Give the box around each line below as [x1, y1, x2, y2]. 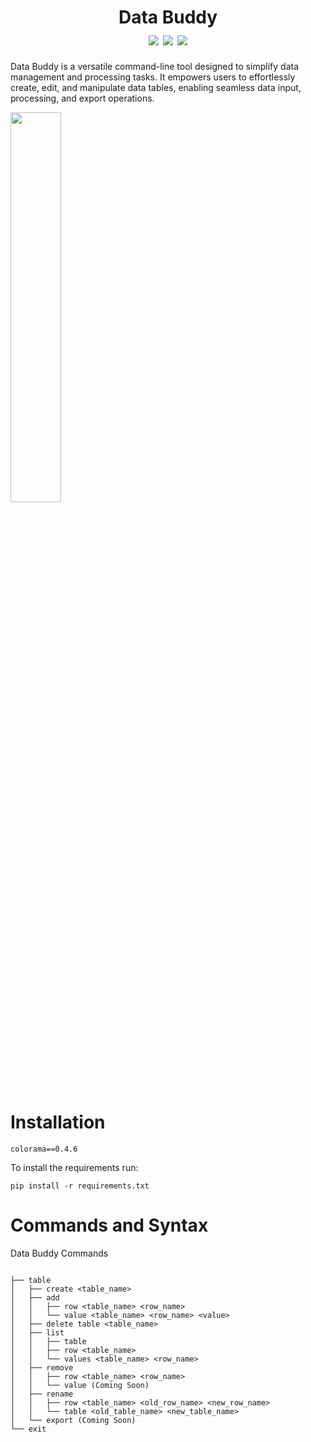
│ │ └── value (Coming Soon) [10, 1380, 150, 1390]
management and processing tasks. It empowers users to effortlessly [10, 71, 296, 83]
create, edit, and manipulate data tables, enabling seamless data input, [10, 81, 302, 93]
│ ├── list [10, 1327, 65, 1338]
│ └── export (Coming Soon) [10, 1415, 137, 1425]
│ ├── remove [10, 1362, 74, 1373]
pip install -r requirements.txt [10, 1181, 150, 1191]
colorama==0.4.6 [10, 1144, 78, 1154]
